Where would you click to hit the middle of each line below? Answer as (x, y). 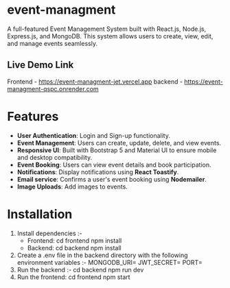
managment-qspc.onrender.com (53, 88)
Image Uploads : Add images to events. (72, 187)
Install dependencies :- (49, 233)
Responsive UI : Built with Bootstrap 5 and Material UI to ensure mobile (117, 150)
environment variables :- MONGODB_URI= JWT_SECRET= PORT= (110, 262)
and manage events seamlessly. (53, 43)
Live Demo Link (41, 65)
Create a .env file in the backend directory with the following (102, 255)
